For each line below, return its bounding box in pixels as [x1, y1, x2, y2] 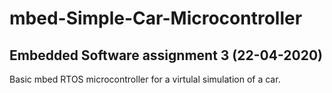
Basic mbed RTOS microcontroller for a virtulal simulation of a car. [9, 73, 281, 85]
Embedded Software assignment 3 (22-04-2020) [9, 47, 323, 64]
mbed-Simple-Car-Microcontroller [9, 7, 303, 30]
